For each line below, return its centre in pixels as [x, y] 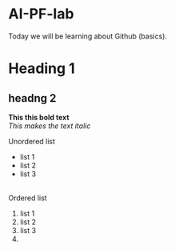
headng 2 [32, 98]
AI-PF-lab [41, 14]
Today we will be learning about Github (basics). [88, 36]
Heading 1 [42, 69]
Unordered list [32, 141]
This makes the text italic [50, 126]
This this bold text [39, 117]
